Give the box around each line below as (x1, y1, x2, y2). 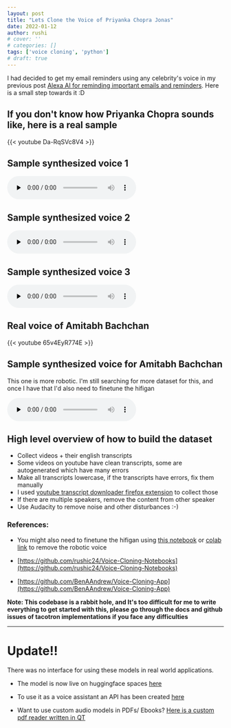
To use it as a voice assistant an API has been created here (16, 692, 184, 700)
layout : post (7, 10, 45, 17)
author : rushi (7, 29, 48, 37)
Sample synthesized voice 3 (7, 266, 131, 278)
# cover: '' (7, 36, 41, 43)
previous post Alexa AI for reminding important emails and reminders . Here (7, 81, 219, 90)
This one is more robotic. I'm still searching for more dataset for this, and (7, 376, 213, 385)
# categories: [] (7, 42, 57, 49)
